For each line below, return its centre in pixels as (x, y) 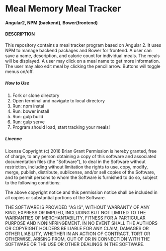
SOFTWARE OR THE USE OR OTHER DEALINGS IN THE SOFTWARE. (75, 244)
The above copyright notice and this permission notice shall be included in (81, 192)
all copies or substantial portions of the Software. (55, 197)
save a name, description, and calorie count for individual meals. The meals (83, 56)
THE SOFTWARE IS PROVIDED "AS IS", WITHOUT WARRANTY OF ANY (78, 207)
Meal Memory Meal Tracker (63, 9)
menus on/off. (19, 71)
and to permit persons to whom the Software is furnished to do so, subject (82, 177)
